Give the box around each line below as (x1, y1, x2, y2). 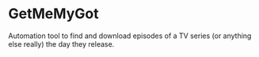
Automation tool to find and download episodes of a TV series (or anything (8, 31, 252, 40)
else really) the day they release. (8, 39, 115, 48)
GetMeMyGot (8, 5, 99, 23)
